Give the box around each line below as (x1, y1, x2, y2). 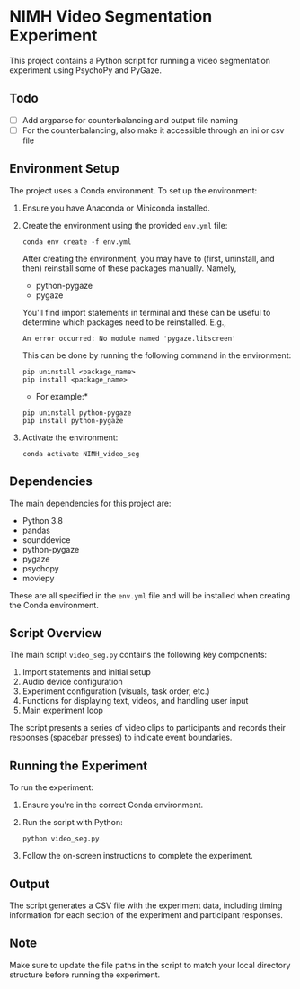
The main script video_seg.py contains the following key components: (9, 650, 268, 661)
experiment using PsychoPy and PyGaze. (9, 65, 162, 76)
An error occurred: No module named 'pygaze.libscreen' (22, 334, 236, 343)
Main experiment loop (22, 705, 103, 716)
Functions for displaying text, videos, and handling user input (22, 696, 249, 706)
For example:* (35, 391, 88, 401)
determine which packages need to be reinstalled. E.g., (22, 317, 227, 328)
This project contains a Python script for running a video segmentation (9, 55, 271, 66)
